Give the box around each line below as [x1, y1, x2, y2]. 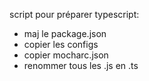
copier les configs [23, 39, 99, 50]
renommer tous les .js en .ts [23, 60, 139, 71]
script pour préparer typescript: [9, 9, 140, 20]
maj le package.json [23, 28, 107, 39]
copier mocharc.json [23, 49, 109, 61]
